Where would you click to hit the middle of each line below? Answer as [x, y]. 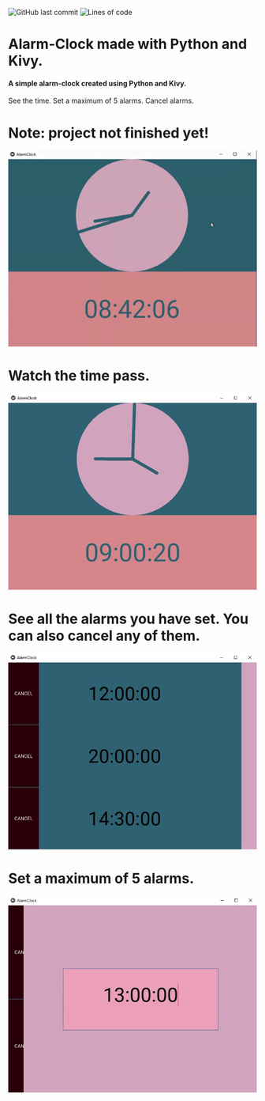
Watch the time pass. [79, 375]
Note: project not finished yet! [108, 132]
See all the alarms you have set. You [129, 619]
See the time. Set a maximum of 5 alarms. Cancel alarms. [101, 101]
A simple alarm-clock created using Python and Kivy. [97, 83]
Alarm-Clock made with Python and [128, 44]
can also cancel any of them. [105, 636]
